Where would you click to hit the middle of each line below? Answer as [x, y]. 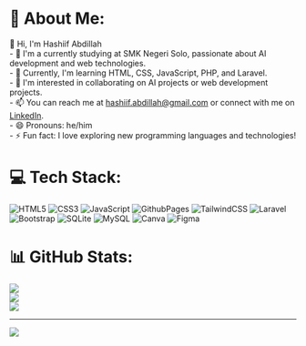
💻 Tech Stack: [66, 178]
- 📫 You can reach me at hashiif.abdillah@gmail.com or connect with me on [152, 102]
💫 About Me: [57, 19]
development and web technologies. [78, 63]
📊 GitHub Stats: [71, 257]
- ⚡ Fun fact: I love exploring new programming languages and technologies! [153, 135]
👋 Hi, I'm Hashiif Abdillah [56, 44]
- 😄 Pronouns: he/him [51, 125]
